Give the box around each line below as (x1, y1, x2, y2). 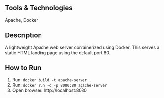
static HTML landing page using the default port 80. (5, 49, 111, 56)
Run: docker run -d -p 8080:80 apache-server (12, 82, 107, 88)
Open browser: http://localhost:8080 (12, 87, 87, 93)
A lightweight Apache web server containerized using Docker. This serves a (5, 44, 160, 50)
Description (5, 32, 42, 40)
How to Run (5, 64, 41, 72)
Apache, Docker (5, 17, 38, 23)
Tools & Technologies (5, 4, 73, 12)
